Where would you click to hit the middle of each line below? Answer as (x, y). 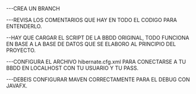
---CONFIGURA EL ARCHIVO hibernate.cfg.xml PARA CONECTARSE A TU (96, 62)
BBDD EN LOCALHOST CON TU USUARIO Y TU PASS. (72, 68)
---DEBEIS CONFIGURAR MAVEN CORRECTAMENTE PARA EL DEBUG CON (98, 80)
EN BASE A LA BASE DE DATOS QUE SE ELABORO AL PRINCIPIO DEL (91, 44)
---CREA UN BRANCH (33, 9)
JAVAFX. (17, 86)
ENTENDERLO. (24, 26)
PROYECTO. (21, 50)
